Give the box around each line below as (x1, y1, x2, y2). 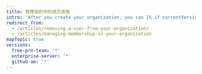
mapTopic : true (6, 36, 44, 42)
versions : (6, 42, 31, 48)
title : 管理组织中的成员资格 (6, 8, 70, 15)
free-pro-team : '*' (11, 48, 61, 54)
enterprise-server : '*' (11, 53, 71, 59)
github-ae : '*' (11, 58, 50, 64)
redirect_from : (6, 20, 44, 26)
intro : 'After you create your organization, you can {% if (6, 14, 161, 20)
